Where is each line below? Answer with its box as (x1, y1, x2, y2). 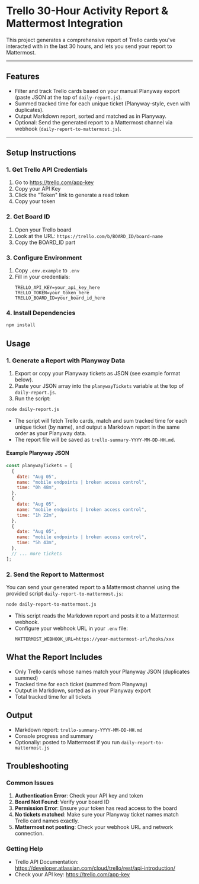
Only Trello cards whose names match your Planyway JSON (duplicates (14, 668, 190, 675)
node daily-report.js (6, 406, 60, 412)
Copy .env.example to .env (14, 267, 80, 274)
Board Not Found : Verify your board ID (14, 798, 110, 806)
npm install (6, 322, 36, 328)
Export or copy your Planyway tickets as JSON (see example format (14, 369, 181, 377)
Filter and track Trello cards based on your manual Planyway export (14, 87, 180, 94)
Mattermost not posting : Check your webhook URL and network (14, 824, 174, 831)
